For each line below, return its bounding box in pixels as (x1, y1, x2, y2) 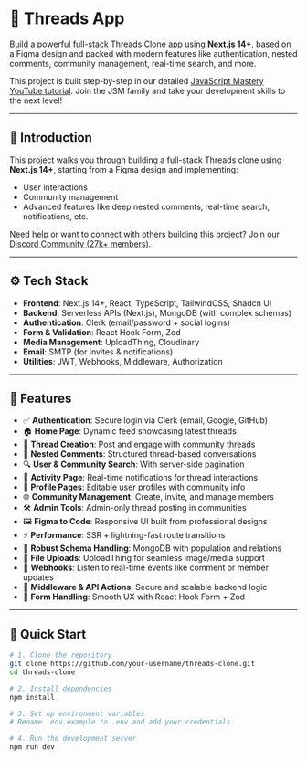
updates (22, 572, 55, 583)
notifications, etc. (22, 210, 89, 222)
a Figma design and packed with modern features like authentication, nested (9, 48, 298, 58)
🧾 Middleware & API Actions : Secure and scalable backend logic (22, 582, 268, 593)
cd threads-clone (9, 667, 76, 677)
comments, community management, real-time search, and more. (9, 58, 257, 69)
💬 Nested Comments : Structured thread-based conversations (22, 449, 257, 460)
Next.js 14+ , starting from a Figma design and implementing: (9, 164, 239, 174)
